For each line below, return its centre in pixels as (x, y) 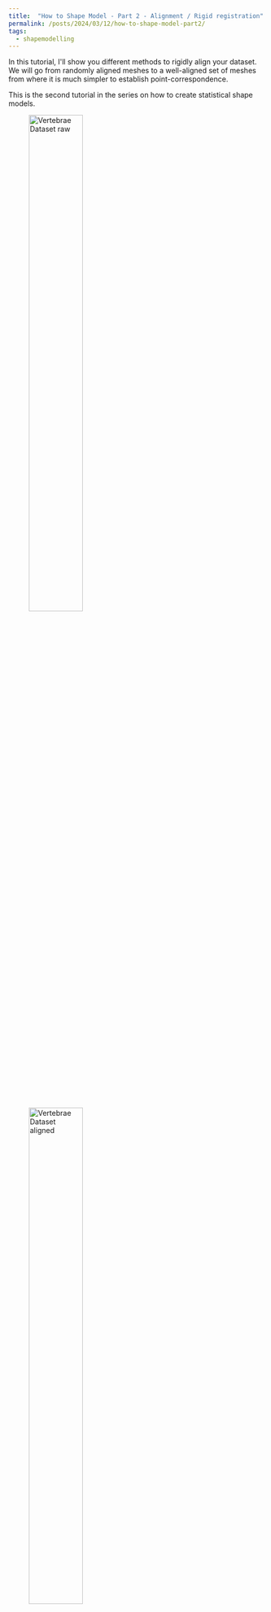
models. (22, 103)
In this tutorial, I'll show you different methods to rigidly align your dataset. (133, 62)
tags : (17, 31)
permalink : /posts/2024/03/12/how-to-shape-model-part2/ (107, 24)
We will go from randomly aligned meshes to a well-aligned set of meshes (132, 71)
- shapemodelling (45, 39)
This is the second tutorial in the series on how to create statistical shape (131, 95)
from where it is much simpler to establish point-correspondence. (118, 79)
